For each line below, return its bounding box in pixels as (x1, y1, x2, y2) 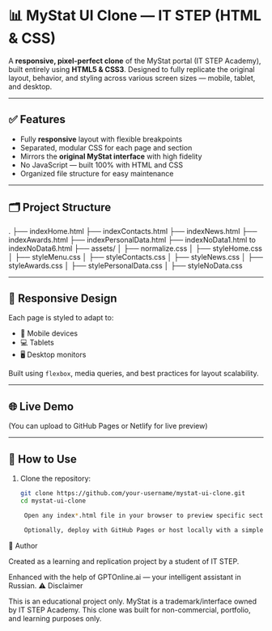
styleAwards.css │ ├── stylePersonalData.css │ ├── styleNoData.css (8, 260, 243, 270)
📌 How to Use (8, 452, 77, 466)
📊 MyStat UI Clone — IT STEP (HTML (8, 6, 261, 25)
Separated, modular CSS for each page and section (19, 142, 193, 152)
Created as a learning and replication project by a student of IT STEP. (8, 556, 240, 566)
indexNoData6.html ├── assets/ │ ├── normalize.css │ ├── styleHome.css (8, 244, 263, 253)
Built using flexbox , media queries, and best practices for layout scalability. (8, 369, 259, 379)
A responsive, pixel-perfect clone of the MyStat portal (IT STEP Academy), (8, 56, 261, 66)
